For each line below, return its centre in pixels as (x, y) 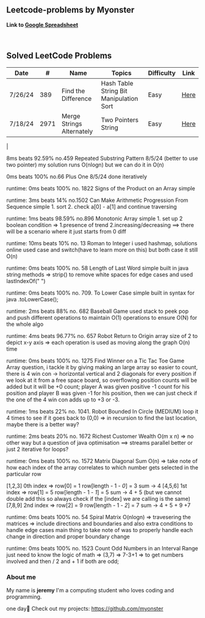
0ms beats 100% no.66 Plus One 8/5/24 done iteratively (77, 176)
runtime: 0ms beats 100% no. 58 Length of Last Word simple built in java (98, 268)
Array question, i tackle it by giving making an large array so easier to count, (102, 367)
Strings (72, 123)
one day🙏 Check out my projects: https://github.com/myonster (85, 608)
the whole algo (25, 324)
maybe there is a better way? (43, 424)
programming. (24, 597)
